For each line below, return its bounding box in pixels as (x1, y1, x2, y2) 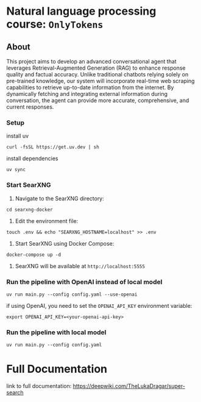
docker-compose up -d (6, 252, 62, 258)
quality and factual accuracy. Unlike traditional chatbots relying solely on (6, 71, 189, 78)
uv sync (6, 167, 26, 173)
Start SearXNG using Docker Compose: (15, 239, 115, 247)
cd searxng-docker (6, 206, 53, 213)
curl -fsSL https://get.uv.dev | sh (6, 144, 99, 150)
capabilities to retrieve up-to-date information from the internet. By (6, 84, 174, 91)
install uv (6, 133, 29, 140)
